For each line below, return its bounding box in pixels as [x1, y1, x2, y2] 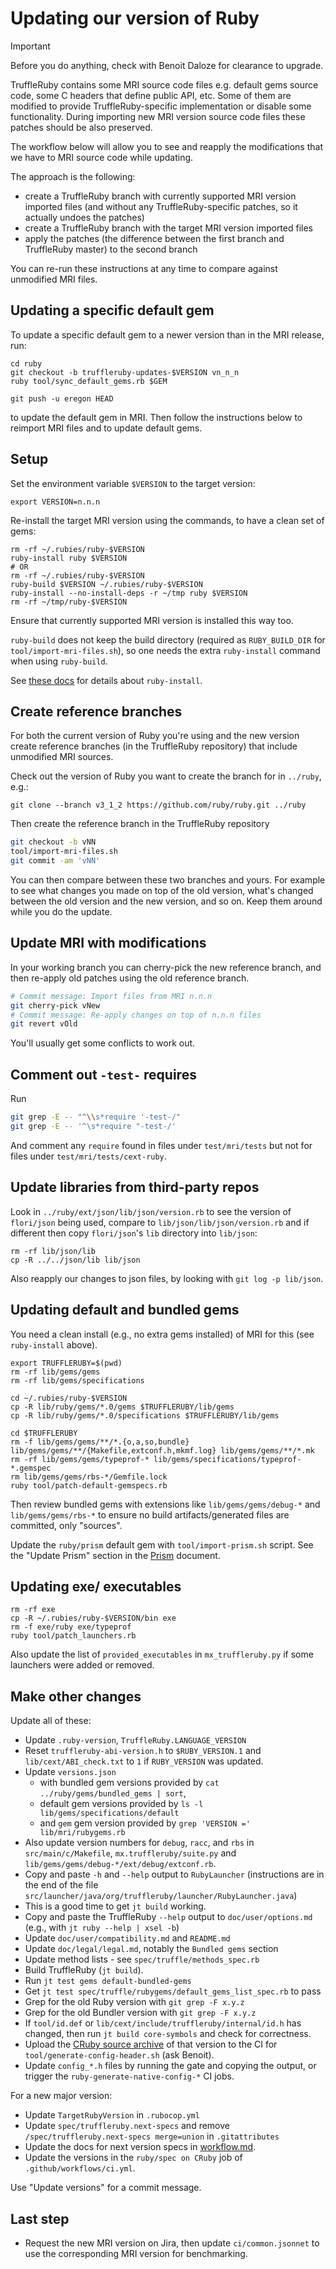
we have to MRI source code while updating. [10, 151, 194, 163]
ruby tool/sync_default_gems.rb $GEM [10, 376, 168, 386]
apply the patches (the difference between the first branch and [24, 232, 285, 244]
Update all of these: [10, 1715, 92, 1727]
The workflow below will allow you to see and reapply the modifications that [10, 140, 323, 152]
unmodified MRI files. [10, 273, 98, 285]
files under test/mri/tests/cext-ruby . [10, 1150, 167, 1162]
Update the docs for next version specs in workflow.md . [24, 2141, 257, 2153]
